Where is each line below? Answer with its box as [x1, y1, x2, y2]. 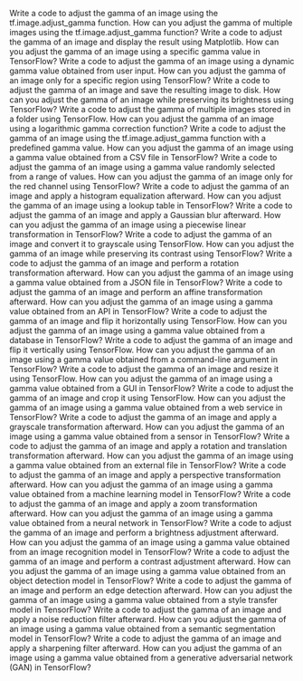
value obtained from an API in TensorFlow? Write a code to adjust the [9, 306, 268, 316]
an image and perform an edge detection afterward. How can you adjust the [9, 585, 293, 596]
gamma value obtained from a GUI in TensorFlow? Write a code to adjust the [9, 383, 294, 393]
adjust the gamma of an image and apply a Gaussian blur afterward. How [9, 210, 281, 220]
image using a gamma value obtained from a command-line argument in [9, 354, 279, 365]
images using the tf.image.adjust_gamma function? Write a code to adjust [9, 27, 283, 37]
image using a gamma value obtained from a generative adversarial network [9, 652, 294, 663]
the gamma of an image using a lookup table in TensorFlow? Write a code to [9, 200, 293, 211]
